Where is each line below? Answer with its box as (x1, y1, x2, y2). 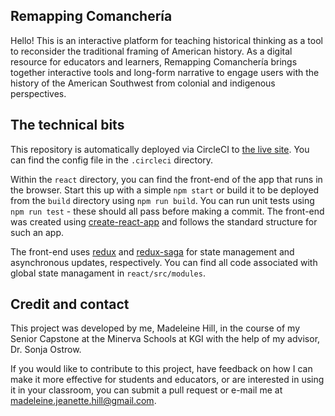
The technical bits (10, 117, 125, 134)
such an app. (10, 226, 64, 238)
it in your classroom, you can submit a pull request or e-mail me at (10, 384, 283, 396)
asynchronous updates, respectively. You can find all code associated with (10, 256, 318, 268)
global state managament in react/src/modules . (10, 267, 206, 279)
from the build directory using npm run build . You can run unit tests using (10, 194, 315, 206)
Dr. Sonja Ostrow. (10, 344, 82, 356)
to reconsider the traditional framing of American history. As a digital (10, 45, 293, 57)
